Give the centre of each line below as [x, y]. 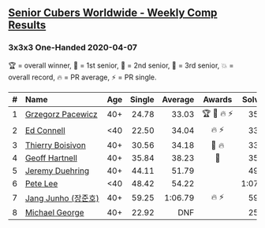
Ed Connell [45, 131]
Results [27, 26]
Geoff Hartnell [51, 158]
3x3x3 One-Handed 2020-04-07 [73, 48]
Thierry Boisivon [56, 145]
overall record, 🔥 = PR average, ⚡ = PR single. [82, 77]
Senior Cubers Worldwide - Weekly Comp [113, 13]
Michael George [54, 212]
